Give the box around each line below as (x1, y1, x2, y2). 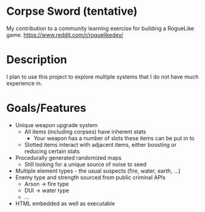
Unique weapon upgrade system (15, 121, 98, 128)
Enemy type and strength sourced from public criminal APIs (15, 173, 166, 181)
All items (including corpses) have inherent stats (24, 128, 146, 135)
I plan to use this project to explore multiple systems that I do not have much (6, 73, 199, 80)
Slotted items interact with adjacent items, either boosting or (24, 141, 177, 148)
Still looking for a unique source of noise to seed (24, 160, 147, 168)
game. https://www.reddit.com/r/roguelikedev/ (6, 31, 124, 38)
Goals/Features (6, 101, 87, 115)
